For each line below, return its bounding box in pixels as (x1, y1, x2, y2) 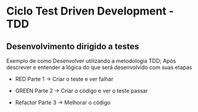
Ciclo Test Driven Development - (6, 4, 174, 18)
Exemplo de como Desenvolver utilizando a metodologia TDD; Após (6, 58, 177, 64)
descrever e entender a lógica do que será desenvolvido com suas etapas (6, 64, 193, 71)
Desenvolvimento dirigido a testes (6, 41, 140, 51)
